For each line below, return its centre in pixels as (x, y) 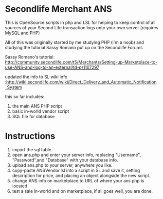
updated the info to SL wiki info (36, 77)
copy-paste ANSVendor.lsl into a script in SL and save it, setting (76, 170)
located (20, 186)
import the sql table (32, 149)
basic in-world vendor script (40, 111)
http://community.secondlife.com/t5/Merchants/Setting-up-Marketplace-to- (81, 62)
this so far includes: (25, 97)
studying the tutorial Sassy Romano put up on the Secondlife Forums (74, 47)
